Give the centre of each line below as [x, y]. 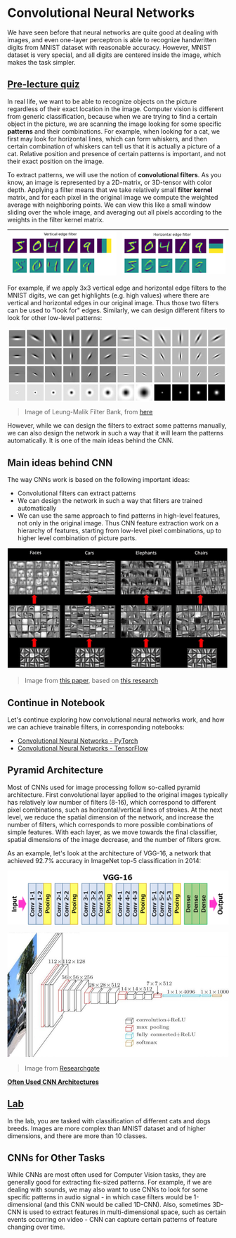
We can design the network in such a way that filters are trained [110, 501]
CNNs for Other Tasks [56, 1158]
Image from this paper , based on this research [91, 681]
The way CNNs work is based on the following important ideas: [99, 480]
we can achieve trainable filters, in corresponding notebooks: [96, 727]
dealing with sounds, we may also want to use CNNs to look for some [108, 1189]
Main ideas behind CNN [60, 462]
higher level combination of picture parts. [77, 538]
